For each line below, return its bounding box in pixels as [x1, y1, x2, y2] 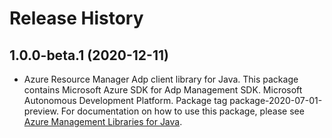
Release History [9, 7, 144, 30]
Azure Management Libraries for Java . [23, 116, 183, 127]
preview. [23, 105, 59, 117]
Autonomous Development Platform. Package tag [23, 95, 228, 106]
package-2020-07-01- [229, 95, 323, 106]
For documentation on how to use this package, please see [60, 105, 305, 117]
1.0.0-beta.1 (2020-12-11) [9, 47, 169, 64]
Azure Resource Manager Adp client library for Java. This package [23, 73, 299, 85]
